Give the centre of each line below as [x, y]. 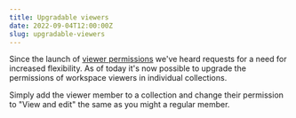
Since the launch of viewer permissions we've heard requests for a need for [148, 59]
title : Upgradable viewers [59, 17]
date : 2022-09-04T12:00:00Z [61, 26]
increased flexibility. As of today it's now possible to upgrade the [128, 68]
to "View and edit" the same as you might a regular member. [120, 105]
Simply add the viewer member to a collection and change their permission [147, 95]
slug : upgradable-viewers [57, 34]
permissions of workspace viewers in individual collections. [118, 78]
